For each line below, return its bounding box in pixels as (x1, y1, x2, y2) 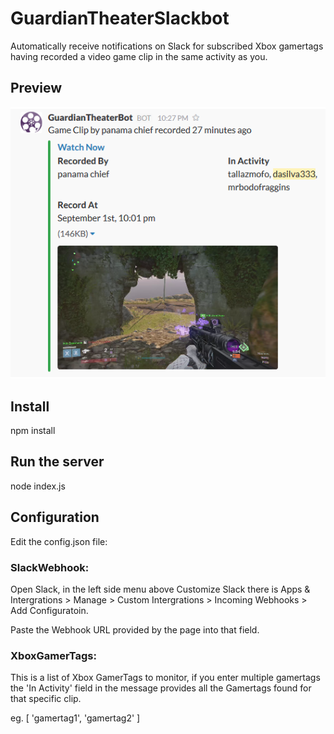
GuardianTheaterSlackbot (10, 7, 230, 30)
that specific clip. (10, 693, 82, 705)
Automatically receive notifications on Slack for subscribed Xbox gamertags (10, 40, 324, 52)
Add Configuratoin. (10, 604, 89, 616)
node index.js (10, 480, 66, 492)
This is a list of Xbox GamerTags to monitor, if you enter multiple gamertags (10, 672, 321, 684)
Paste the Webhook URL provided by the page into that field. (10, 623, 260, 636)
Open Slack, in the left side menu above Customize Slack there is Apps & (10, 583, 311, 595)
